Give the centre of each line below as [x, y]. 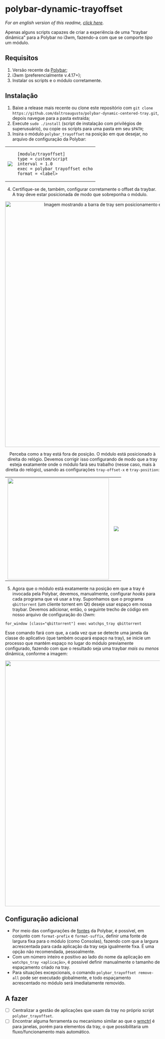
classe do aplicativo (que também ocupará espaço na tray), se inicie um [78, 638]
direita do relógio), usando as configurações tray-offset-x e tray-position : [82, 469]
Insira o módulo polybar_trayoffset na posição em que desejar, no [80, 134]
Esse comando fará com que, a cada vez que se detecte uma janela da [77, 633]
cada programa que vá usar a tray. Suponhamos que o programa [78, 599]
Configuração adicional [42, 919]
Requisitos [22, 58]
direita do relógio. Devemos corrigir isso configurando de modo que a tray [82, 459]
